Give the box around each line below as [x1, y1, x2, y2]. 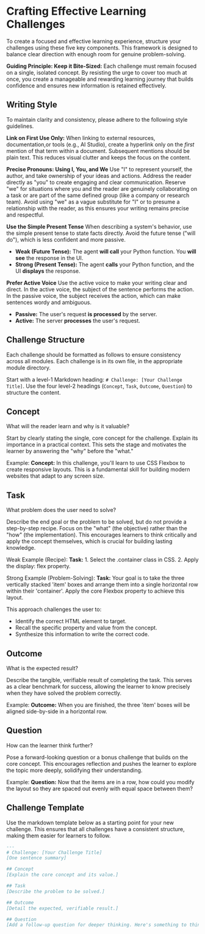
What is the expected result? [6, 665, 78, 672]
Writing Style [6, 100, 57, 110]
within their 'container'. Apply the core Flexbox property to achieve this [6, 587, 185, 595]
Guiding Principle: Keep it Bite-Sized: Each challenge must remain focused [6, 62, 197, 70]
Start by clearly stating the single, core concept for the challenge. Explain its [6, 434, 198, 442]
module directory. [6, 364, 51, 371]
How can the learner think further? [6, 741, 93, 749]
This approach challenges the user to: [6, 606, 102, 613]
